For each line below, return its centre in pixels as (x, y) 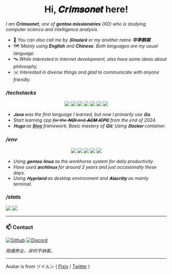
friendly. (22, 79)
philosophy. (25, 66)
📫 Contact (19, 227)
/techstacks (21, 93)
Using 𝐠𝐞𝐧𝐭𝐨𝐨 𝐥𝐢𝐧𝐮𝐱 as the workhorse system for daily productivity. (84, 161)
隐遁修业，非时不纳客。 (30, 251)
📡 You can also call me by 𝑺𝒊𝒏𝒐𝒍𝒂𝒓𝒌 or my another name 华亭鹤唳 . (83, 40)
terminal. (22, 184)
